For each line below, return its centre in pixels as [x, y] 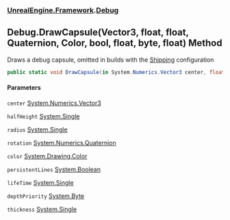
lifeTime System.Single [40, 182]
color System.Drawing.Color [47, 156]
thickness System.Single [42, 209]
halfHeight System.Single [43, 116]
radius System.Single [37, 130]
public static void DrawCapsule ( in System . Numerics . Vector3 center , [107, 72]
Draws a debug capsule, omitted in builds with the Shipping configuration [111, 60]
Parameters [24, 88]
